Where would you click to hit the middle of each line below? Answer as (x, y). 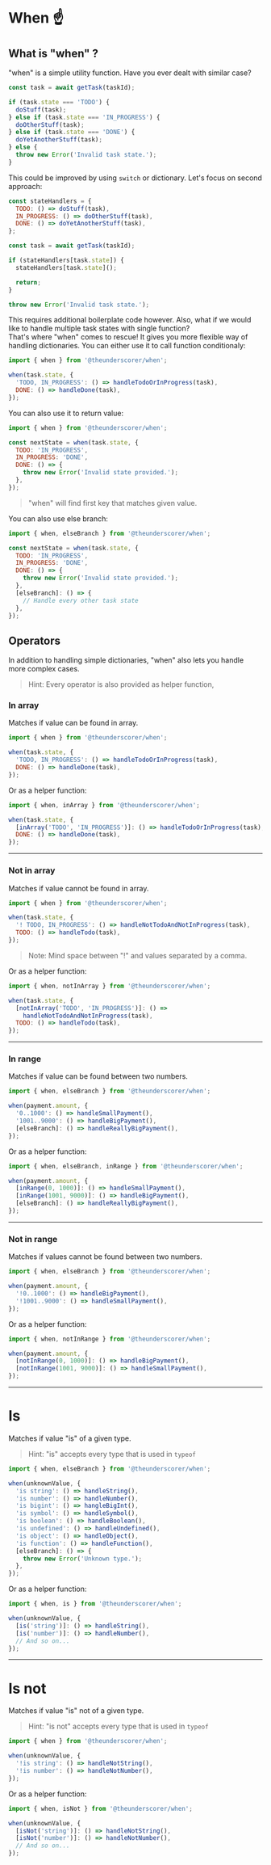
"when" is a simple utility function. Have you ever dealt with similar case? (130, 73)
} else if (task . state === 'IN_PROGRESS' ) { (84, 117)
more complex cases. (44, 669)
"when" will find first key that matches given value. (113, 503)
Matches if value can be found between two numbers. (98, 1076)
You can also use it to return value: (66, 413)
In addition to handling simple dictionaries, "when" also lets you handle (126, 660)
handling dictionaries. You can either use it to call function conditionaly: (127, 346)
